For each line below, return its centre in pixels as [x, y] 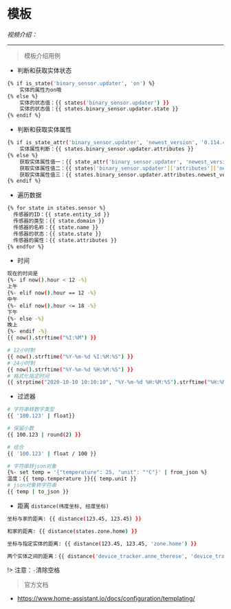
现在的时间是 [23, 274]
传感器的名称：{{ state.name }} [56, 227]
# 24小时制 [21, 363]
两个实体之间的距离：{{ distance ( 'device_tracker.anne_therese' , [97, 556]
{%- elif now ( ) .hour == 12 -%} [52, 293]
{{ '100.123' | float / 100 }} [52, 453]
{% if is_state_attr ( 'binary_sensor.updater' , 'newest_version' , [102, 143]
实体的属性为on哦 [41, 90]
